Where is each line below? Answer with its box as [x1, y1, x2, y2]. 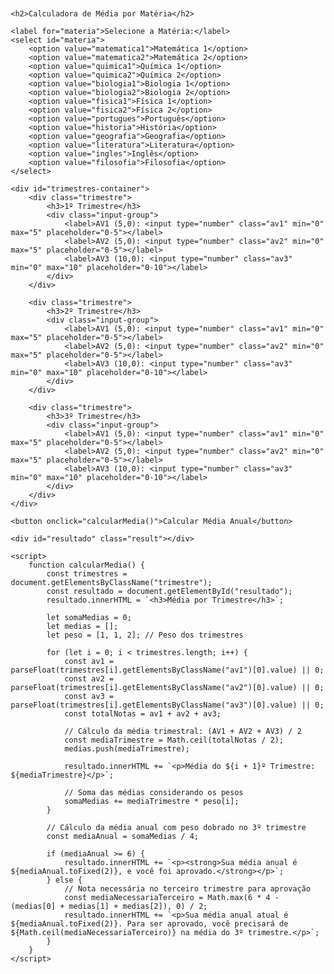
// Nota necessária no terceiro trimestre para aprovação [63, 884, 311, 894]
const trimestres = [46, 569, 128, 579]
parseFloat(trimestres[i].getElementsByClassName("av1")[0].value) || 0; [10, 665, 325, 675]
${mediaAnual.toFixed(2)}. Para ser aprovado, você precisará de [10, 919, 289, 929]
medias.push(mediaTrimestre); [63, 744, 191, 754]
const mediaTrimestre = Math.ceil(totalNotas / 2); [63, 735, 284, 745]
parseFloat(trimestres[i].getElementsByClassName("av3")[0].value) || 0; [10, 700, 325, 710]
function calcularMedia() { [28, 560, 146, 570]
